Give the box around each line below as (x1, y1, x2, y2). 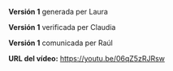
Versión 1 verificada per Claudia (8, 23, 116, 31)
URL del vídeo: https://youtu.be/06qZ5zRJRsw (8, 54, 165, 63)
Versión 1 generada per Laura (8, 7, 108, 16)
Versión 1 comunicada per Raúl (8, 38, 114, 48)
